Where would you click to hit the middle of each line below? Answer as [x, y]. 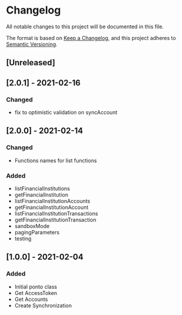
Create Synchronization [43, 305]
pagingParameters [37, 232]
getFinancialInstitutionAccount [51, 207]
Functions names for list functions [55, 160]
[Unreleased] [31, 63]
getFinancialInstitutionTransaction [55, 220]
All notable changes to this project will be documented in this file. [85, 26]
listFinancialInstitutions [42, 188]
